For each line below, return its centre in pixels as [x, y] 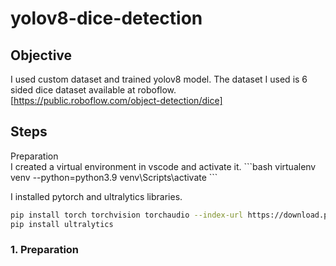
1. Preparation [45, 250]
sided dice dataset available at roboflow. [93, 90]
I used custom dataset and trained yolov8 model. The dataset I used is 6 [159, 79]
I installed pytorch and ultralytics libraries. [96, 196]
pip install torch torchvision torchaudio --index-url [127, 215]
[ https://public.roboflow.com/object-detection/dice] [116, 100]
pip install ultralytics [62, 224]
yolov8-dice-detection [106, 18]
